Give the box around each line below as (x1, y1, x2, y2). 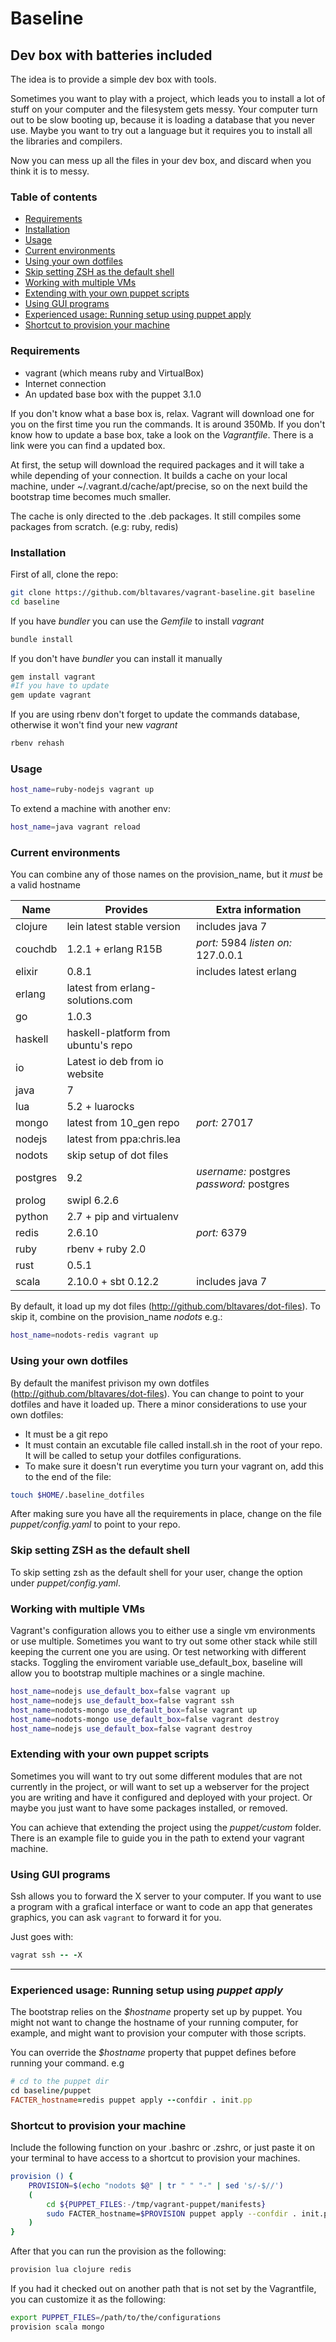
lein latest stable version (66, 920, 181, 934)
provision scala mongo (10, 2322, 105, 2332)
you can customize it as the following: (10, 2293, 167, 2306)
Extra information (215, 903, 302, 917)
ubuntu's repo (66, 1038, 133, 1052)
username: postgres (196, 1165, 291, 1179)
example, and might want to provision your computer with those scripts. (10, 2027, 307, 2039)
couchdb (15, 942, 58, 956)
